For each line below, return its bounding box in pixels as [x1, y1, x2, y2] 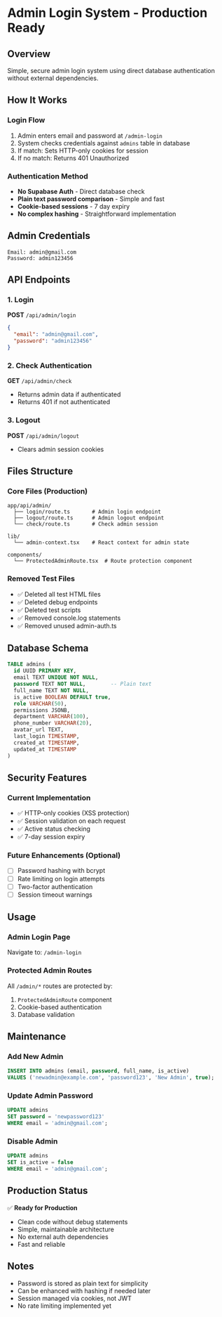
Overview [7, 48, 51, 60]
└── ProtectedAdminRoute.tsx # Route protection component [13, 557, 193, 565]
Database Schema [7, 642, 89, 654]
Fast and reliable [17, 1240, 66, 1248]
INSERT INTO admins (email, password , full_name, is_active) [7, 1068, 190, 1075]
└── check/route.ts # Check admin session [13, 521, 158, 528]
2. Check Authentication [7, 361, 92, 370]
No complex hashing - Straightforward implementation [17, 209, 176, 218]
